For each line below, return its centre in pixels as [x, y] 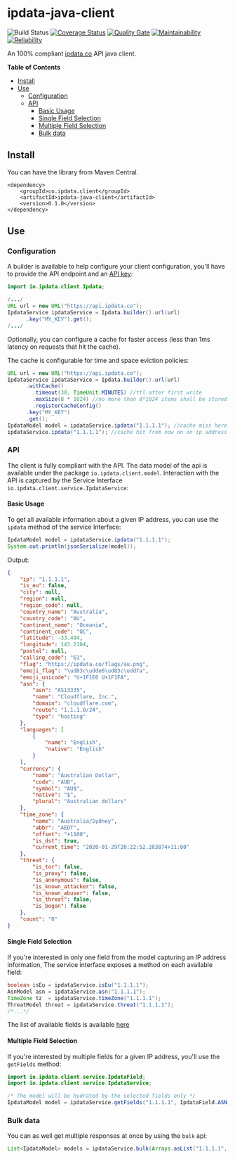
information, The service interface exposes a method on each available [110, 965]
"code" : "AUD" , [55, 782]
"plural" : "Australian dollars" [80, 802]
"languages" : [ [42, 729]
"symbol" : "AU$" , [58, 788]
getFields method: [34, 1064]
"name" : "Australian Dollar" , [76, 775]
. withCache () [45, 386]
